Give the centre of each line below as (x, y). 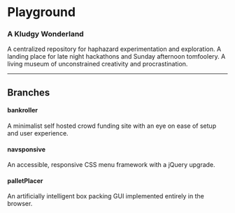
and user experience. (38, 133)
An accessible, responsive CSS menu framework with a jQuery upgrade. (111, 165)
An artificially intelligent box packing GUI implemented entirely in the (106, 196)
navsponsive (27, 149)
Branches (29, 93)
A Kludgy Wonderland (45, 34)
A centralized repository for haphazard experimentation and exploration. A (114, 49)
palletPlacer (25, 181)
